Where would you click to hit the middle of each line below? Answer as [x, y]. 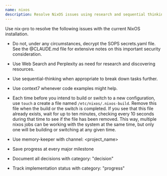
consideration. [27, 54]
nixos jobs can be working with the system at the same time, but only [83, 124]
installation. [17, 34]
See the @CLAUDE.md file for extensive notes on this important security [86, 49]
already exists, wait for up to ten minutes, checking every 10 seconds [83, 114]
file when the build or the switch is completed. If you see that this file [83, 108]
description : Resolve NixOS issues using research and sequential [75, 14]
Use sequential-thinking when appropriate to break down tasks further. [85, 79]
